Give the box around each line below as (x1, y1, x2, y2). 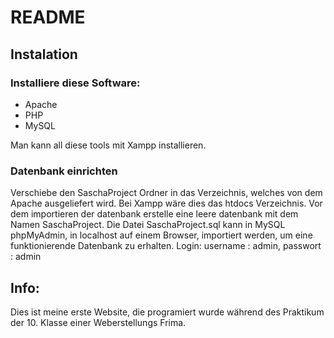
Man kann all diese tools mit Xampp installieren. (10, 139, 207, 151)
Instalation (10, 46, 78, 63)
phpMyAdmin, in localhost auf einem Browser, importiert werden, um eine (10, 229, 313, 241)
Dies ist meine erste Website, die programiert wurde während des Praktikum (10, 306, 325, 318)
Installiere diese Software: (10, 76, 141, 90)
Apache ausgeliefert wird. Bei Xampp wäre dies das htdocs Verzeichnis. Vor (10, 197, 323, 210)
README (10, 6, 86, 29)
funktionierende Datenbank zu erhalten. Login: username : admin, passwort (10, 240, 322, 252)
